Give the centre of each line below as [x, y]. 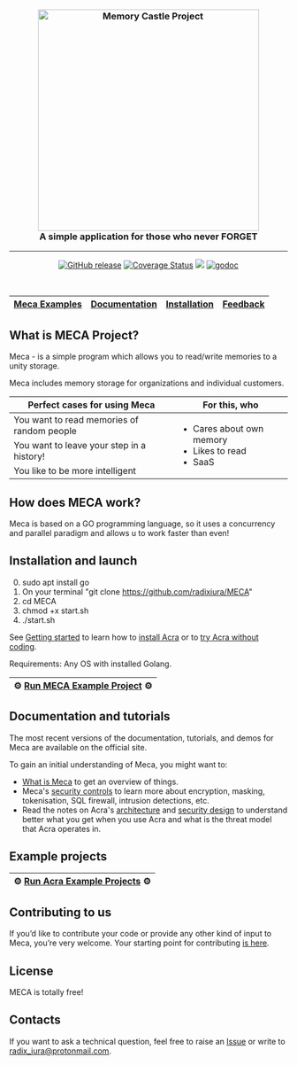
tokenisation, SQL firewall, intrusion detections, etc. [115, 800]
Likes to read [220, 451]
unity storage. [34, 366]
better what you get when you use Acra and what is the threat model [147, 819]
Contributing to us [61, 912]
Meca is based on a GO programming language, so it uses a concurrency [142, 524]
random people [45, 431]
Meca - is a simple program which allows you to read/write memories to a [143, 357]
